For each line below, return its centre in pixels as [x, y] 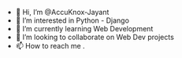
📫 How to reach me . [50, 46]
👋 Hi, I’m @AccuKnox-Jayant [62, 12]
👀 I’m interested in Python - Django [72, 20]
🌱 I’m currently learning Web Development [84, 29]
